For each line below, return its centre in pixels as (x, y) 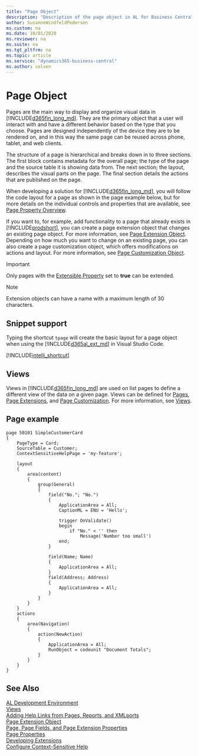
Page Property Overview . (37, 210)
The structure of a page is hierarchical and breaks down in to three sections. (99, 155)
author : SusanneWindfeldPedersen (47, 22)
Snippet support (37, 323)
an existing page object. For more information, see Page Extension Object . (96, 234)
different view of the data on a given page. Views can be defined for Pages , (98, 394)
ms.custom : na (24, 28)
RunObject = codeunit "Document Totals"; (100, 650)
